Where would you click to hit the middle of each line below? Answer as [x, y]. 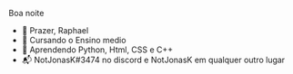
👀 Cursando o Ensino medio [74, 40]
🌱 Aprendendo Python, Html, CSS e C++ [97, 50]
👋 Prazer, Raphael [55, 30]
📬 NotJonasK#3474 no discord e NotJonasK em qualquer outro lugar [153, 60]
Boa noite [26, 13]
